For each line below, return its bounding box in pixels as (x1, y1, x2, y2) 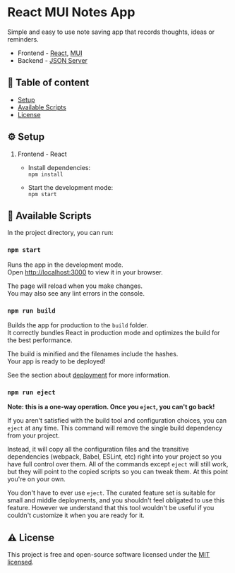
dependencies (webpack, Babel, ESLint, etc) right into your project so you (7, 452, 222, 461)
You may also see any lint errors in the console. (7, 289, 145, 297)
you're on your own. (7, 475, 66, 483)
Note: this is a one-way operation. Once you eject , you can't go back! (7, 403, 215, 411)
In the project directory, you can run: (7, 229, 114, 237)
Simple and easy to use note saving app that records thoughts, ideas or (7, 28, 215, 36)
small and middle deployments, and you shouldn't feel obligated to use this (7, 496, 225, 505)
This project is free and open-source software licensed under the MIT (7, 550, 210, 559)
